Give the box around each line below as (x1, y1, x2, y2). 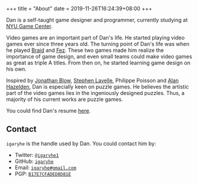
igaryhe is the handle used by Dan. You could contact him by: (6, 140, 157, 147)
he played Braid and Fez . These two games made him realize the (6, 47, 164, 54)
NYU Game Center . (6, 23, 53, 30)
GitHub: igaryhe (14, 158, 54, 165)
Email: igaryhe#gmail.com (14, 164, 76, 171)
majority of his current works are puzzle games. (6, 96, 123, 103)
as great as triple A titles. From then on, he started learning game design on (6, 59, 191, 66)
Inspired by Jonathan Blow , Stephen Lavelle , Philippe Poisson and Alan (6, 77, 179, 84)
